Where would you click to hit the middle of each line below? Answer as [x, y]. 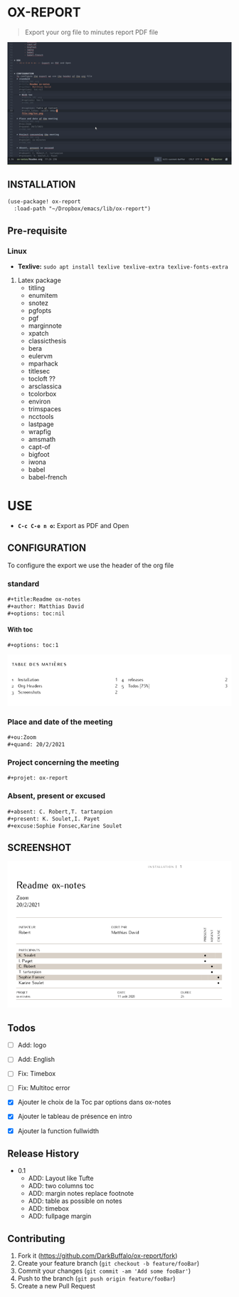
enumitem [43, 296]
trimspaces [45, 409]
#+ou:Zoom [22, 737]
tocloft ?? [42, 379]
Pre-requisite [37, 231]
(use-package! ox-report [44, 202]
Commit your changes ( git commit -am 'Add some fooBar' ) [104, 1271]
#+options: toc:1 [33, 646]
